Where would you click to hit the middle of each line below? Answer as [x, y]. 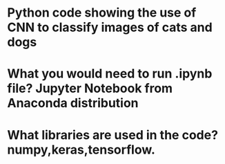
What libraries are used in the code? [113, 135]
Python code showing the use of [102, 13]
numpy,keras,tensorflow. [81, 149]
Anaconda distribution [73, 103]
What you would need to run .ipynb [110, 74]
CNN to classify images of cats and [110, 27]
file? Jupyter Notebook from [90, 89]
